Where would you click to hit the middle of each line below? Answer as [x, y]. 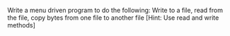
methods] [21, 25]
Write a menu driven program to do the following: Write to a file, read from [115, 10]
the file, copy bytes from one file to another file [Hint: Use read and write [113, 18]
